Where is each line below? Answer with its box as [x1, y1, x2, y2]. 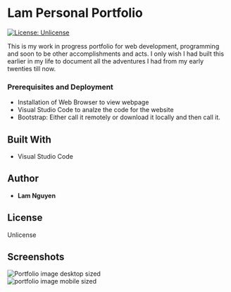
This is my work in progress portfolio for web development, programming [7, 42, 220, 50]
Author [7, 173, 39, 185]
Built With [7, 133, 51, 145]
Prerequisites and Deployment [7, 82, 114, 92]
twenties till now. [7, 64, 56, 73]
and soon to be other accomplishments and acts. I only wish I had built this [7, 49, 224, 58]
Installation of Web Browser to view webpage [17, 98, 149, 107]
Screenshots [7, 251, 65, 263]
